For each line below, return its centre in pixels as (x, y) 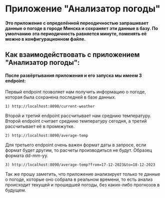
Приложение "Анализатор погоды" (83, 9)
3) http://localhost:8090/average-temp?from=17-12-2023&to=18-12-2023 (80, 165)
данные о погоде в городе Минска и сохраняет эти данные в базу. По (82, 28)
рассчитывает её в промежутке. (40, 127)
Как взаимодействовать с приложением (72, 55)
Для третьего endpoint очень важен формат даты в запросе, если (76, 145)
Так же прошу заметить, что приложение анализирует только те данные (83, 174)
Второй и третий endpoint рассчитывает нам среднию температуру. (78, 116)
